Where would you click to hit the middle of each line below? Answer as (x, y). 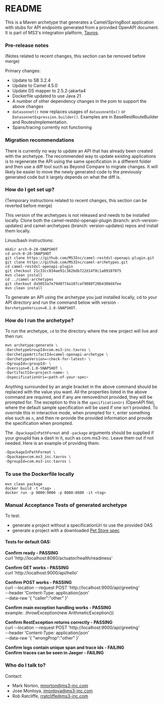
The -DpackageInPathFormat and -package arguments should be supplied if (80, 433)
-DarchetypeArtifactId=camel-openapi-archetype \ (57, 354)
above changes (28, 107)
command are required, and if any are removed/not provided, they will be (79, 397)
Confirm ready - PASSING (32, 553)
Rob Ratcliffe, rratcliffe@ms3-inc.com (50, 696)
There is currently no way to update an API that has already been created (79, 151)
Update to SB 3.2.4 (31, 80)
